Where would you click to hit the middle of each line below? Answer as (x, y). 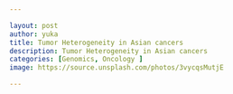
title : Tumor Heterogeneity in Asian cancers (96, 42)
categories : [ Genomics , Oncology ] (76, 60)
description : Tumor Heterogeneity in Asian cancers (108, 51)
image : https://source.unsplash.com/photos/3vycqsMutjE (116, 68)
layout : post (34, 25)
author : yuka (34, 34)
